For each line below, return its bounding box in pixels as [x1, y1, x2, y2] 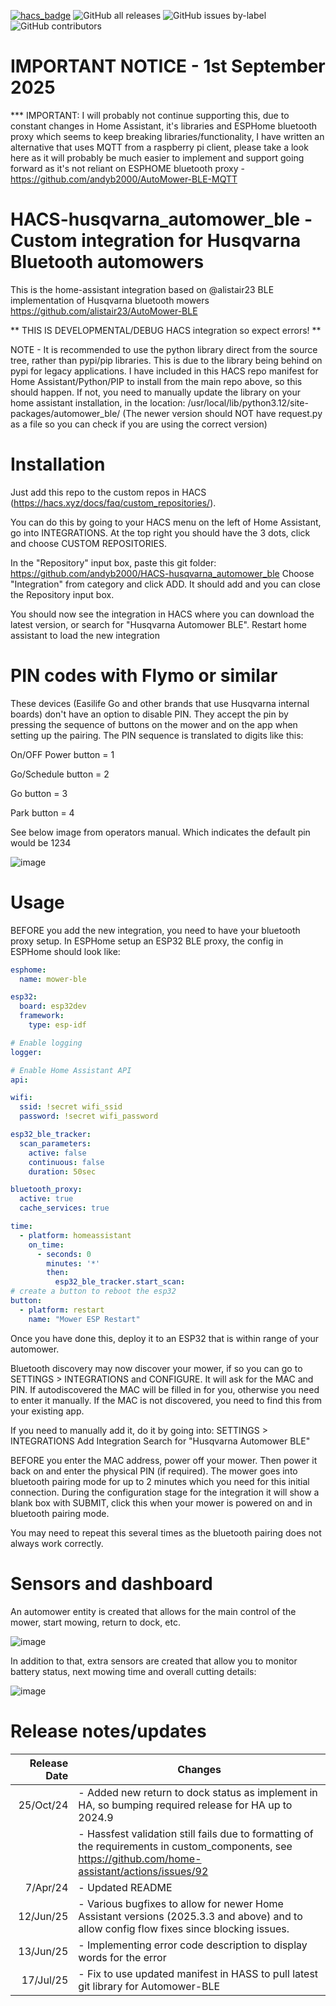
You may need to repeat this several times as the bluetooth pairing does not [10, 1526, 322, 1539]
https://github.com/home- [78, 1851, 202, 1865]
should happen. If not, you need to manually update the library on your [10, 386, 302, 398]
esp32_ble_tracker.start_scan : [54, 1277, 186, 1287]
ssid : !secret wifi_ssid [19, 1102, 123, 1112]
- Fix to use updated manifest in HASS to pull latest [78, 1966, 319, 1980]
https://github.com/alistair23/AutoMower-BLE [10, 305, 198, 317]
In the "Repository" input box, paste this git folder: [10, 556, 217, 569]
